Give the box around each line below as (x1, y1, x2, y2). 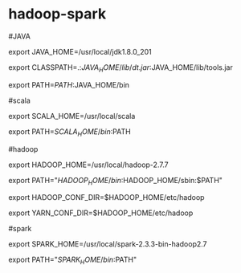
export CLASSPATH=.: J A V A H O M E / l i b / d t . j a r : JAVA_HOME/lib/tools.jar (8, 62, 233, 74)
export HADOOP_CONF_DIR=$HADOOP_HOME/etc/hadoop (8, 193, 205, 202)
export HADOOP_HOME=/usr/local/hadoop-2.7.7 (8, 160, 169, 169)
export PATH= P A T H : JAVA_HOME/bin (8, 79, 130, 89)
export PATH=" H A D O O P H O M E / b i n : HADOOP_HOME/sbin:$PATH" (8, 175, 223, 187)
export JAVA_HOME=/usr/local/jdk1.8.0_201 (8, 47, 153, 56)
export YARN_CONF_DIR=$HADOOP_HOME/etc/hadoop (8, 208, 194, 218)
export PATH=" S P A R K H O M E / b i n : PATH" (8, 255, 137, 267)
